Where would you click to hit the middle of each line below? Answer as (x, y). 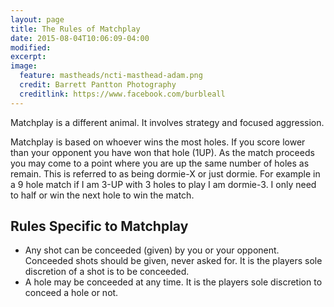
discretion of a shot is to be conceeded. (107, 272)
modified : (31, 47)
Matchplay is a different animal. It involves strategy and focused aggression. (167, 122)
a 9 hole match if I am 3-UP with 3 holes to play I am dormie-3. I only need (163, 184)
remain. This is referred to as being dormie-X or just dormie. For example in (165, 173)
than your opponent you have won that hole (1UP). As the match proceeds (162, 152)
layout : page (37, 19)
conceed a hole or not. (71, 293)
